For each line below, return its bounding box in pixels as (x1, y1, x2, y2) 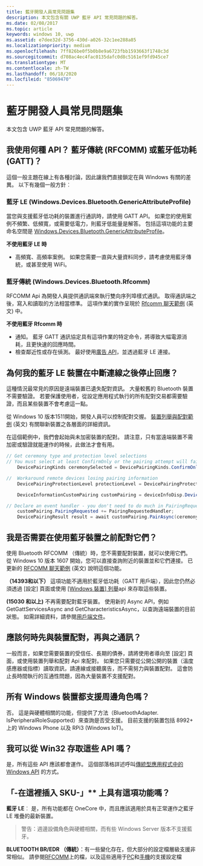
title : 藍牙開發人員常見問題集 (6, 8, 75, 15)
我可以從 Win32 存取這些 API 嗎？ (6, 743, 132, 753)
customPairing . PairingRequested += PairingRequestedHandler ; (17, 508, 174, 514)
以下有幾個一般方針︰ (18, 181, 71, 188)
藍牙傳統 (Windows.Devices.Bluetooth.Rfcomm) (6, 278, 150, 286)
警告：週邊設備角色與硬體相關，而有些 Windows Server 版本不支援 (21, 825, 187, 833)
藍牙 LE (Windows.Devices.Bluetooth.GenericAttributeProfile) (6, 197, 192, 206)
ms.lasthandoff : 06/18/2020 (6, 71, 77, 77)
